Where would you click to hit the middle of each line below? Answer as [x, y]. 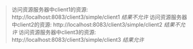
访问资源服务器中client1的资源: [50, 9]
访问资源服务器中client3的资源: [57, 32]
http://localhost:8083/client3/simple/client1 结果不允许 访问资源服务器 [99, 17]
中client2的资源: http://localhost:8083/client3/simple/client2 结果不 [96, 24]
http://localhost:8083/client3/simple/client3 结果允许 [78, 40]
